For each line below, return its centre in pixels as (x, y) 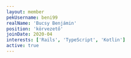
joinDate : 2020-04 (29, 34)
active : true (23, 46)
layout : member (25, 12)
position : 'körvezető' (35, 29)
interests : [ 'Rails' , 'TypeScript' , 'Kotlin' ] (66, 40)
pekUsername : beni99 (32, 18)
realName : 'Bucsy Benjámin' (42, 23)
